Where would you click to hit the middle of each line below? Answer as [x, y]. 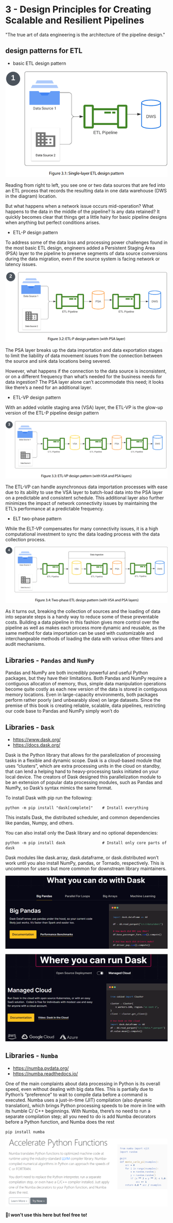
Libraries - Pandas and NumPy [50, 660]
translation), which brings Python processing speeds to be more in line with [85, 1105]
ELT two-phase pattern [37, 519]
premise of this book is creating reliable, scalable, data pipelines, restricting [85, 705]
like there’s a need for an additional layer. [49, 387]
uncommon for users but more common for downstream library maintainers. [86, 868]
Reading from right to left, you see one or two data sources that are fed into [85, 185]
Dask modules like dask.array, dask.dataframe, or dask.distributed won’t [82, 857]
